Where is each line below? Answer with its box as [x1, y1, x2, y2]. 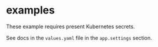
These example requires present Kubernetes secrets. [6, 23, 136, 30]
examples [6, 4, 55, 17]
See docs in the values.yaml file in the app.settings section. [6, 34, 152, 41]
